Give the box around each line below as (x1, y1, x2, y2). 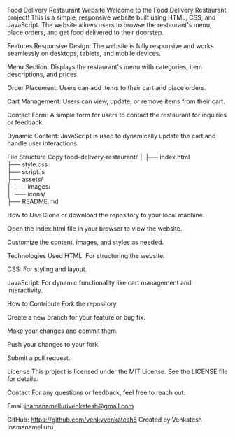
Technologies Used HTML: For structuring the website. (7, 252, 166, 259)
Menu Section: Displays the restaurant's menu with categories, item (7, 63, 203, 71)
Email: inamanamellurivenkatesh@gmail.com (7, 402, 134, 410)
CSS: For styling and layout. (7, 265, 87, 273)
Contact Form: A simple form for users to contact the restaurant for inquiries (7, 111, 227, 119)
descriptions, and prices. (7, 70, 79, 78)
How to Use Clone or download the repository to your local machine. (7, 211, 205, 219)
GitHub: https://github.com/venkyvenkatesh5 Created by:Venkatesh (7, 415, 203, 424)
